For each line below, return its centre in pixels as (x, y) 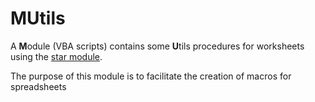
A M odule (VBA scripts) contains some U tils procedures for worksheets (157, 46)
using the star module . (56, 56)
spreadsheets (38, 86)
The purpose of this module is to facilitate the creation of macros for (151, 76)
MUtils (38, 18)
